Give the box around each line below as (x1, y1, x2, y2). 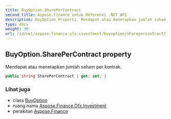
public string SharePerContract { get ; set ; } (5, 74, 106, 79)
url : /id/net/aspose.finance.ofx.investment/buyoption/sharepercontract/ (5, 31, 166, 36)
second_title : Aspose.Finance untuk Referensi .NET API (5, 12, 127, 17)
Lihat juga (5, 85, 31, 92)
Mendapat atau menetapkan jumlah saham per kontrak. (5, 63, 122, 69)
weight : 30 (5, 27, 29, 32)
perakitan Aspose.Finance (12, 108, 68, 114)
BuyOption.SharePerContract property (5, 50, 132, 59)
